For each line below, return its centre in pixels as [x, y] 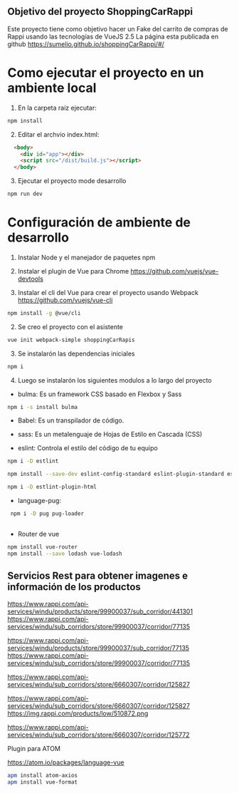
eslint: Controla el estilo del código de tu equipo [87, 448]
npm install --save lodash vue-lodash [65, 554]
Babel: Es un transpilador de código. [71, 420]
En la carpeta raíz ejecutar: [57, 108]
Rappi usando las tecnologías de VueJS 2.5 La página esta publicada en [113, 36]
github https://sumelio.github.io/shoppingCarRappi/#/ [86, 44]
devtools [31, 279]
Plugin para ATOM [34, 749]
